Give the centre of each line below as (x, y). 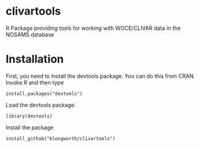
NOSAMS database (30, 34)
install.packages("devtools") (44, 93)
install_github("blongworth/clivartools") (60, 138)
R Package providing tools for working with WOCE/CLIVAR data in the (93, 28)
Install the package (30, 127)
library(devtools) (29, 116)
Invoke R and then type (35, 82)
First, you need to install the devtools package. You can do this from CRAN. (100, 76)
